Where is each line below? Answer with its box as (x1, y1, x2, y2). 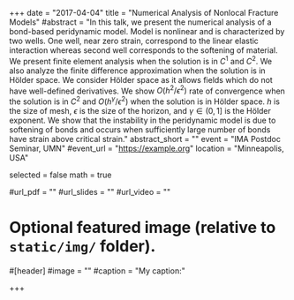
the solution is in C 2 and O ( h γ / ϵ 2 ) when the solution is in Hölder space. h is (9, 94, 281, 107)
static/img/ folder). (9, 236, 156, 257)
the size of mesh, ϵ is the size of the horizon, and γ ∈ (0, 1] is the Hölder (9, 105, 272, 116)
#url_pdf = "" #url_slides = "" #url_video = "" (9, 186, 171, 197)
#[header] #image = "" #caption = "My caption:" (9, 265, 185, 276)
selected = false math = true (9, 169, 112, 180)
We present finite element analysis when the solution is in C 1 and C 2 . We (9, 55, 272, 66)
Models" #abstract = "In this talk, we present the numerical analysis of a (9, 17, 272, 27)
